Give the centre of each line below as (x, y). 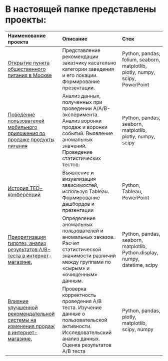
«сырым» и (76, 268)
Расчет (71, 243)
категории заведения (88, 69)
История (18, 188)
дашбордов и (78, 204)
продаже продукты (31, 139)
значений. (74, 146)
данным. (73, 281)
